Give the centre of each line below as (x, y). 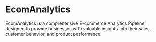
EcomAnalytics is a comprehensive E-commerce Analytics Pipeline (75, 23)
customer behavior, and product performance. (54, 34)
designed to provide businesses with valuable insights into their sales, (78, 28)
